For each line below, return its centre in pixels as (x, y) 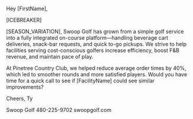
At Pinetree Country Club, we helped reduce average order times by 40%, (96, 68)
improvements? (25, 87)
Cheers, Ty (20, 98)
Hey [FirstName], (27, 9)
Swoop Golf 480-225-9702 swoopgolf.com (59, 110)
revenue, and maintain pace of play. (50, 57)
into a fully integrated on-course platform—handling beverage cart (87, 38)
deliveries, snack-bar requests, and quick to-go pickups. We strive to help (96, 44)
